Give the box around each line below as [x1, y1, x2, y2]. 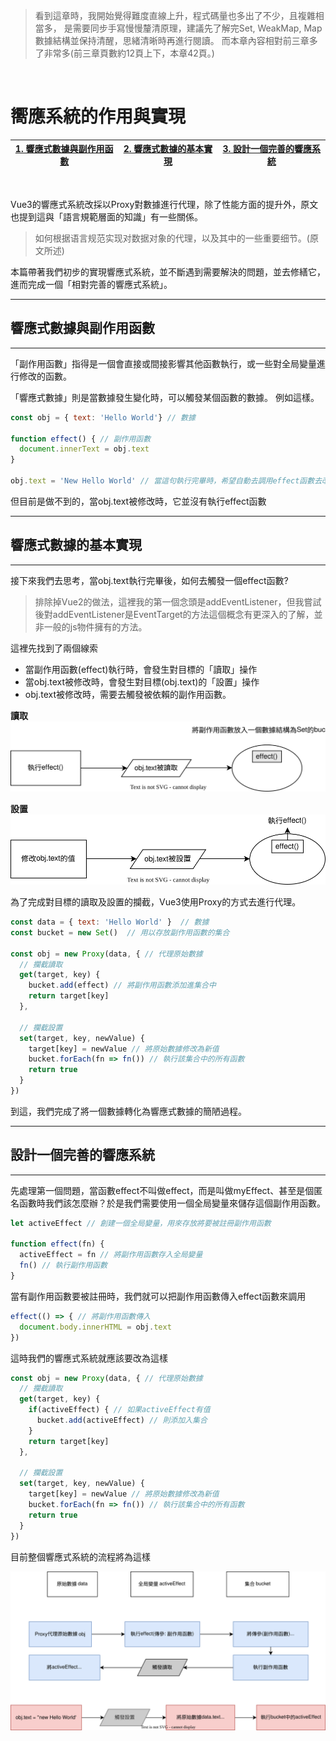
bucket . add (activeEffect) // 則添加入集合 [36, 1415, 208, 1426]
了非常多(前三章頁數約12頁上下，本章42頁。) [34, 47, 215, 59]
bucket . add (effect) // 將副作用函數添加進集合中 [28, 980, 217, 991]
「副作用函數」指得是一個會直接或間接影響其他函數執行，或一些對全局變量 [10, 357, 317, 369]
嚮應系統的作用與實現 [10, 105, 187, 128]
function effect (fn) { [10, 1239, 105, 1249]
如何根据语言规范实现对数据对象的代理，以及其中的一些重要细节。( [34, 232, 310, 244]
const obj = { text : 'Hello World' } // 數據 [10, 412, 196, 423]
